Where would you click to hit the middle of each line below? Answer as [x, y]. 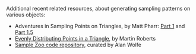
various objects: [26, 15]
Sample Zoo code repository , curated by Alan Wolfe [78, 45]
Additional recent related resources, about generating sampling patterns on [98, 9]
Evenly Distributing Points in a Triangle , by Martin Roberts [85, 38]
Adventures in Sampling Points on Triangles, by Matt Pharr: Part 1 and [100, 26]
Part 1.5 [24, 32]
